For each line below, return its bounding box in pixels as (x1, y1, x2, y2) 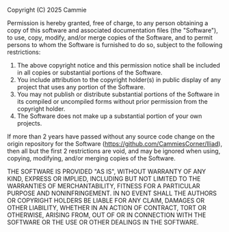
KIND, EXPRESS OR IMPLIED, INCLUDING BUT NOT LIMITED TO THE (7, 175, 201, 183)
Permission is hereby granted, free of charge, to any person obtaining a (7, 19, 208, 27)
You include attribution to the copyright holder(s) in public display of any (16, 76, 221, 84)
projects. (16, 119, 42, 127)
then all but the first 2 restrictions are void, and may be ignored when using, (7, 147, 221, 155)
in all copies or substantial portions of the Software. (16, 68, 163, 76)
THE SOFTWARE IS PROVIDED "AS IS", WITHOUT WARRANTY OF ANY (7, 167, 206, 175)
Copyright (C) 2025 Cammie (7, 6, 87, 14)
